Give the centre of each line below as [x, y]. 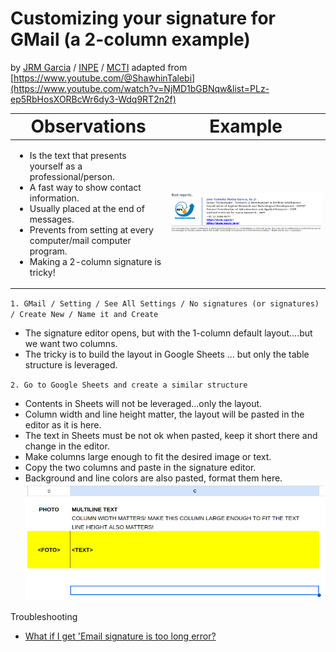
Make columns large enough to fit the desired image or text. [148, 457]
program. [48, 251]
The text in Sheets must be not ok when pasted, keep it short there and [171, 436]
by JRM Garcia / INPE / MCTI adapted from [99, 67]
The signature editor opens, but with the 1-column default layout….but [168, 333]
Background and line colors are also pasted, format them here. [153, 478]
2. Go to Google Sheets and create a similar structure [129, 385]
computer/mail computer [80, 240]
